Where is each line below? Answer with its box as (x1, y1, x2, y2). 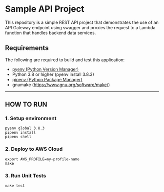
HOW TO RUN (5, 101, 47, 109)
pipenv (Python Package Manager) (12, 76, 82, 82)
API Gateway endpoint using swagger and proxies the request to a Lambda (5, 24, 156, 30)
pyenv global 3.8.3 (5, 126, 45, 131)
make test (5, 183, 25, 188)
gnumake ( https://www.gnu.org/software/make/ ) (12, 82, 110, 87)
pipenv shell (5, 135, 32, 140)
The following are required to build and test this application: (5, 57, 125, 63)
